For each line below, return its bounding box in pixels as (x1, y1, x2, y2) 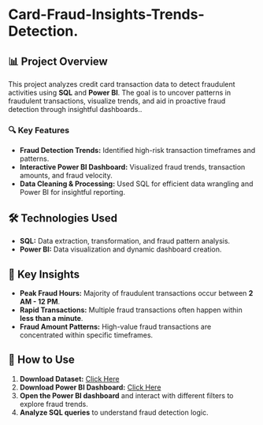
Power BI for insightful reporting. (19, 188, 126, 197)
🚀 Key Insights (8, 267, 80, 281)
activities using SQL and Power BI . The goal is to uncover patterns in (8, 88, 231, 97)
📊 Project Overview (8, 54, 108, 68)
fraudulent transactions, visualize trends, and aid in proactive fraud (8, 96, 226, 106)
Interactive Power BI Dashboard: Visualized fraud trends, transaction (19, 162, 246, 172)
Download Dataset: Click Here (19, 374, 120, 383)
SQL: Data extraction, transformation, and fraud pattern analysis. (19, 237, 231, 246)
